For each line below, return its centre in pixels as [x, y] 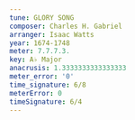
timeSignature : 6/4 [46, 102]
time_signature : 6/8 [48, 85]
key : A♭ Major [36, 60]
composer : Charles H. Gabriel [66, 26]
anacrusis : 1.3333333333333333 [68, 69]
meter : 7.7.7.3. [40, 51]
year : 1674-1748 [40, 43]
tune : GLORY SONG [42, 18]
